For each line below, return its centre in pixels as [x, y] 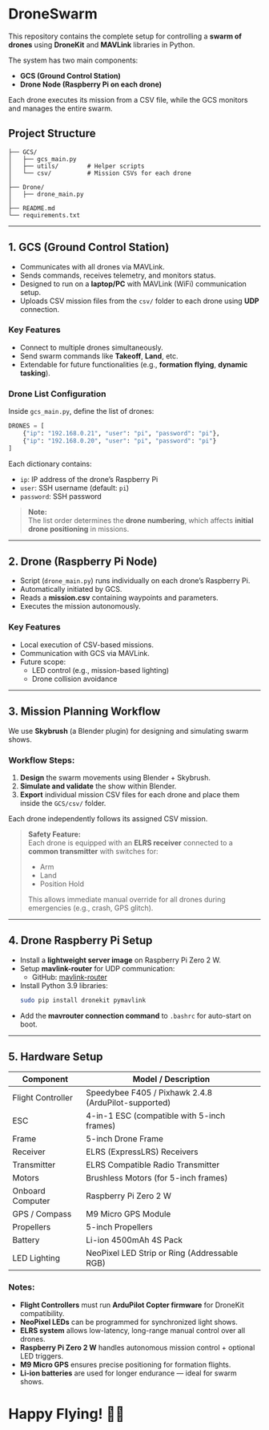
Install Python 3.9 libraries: [64, 985]
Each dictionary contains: [50, 464]
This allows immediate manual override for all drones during [126, 899]
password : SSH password [60, 496]
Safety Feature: [54, 834]
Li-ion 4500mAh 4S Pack [134, 1240]
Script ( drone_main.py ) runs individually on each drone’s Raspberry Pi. [135, 581]
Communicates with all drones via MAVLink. [92, 266]
